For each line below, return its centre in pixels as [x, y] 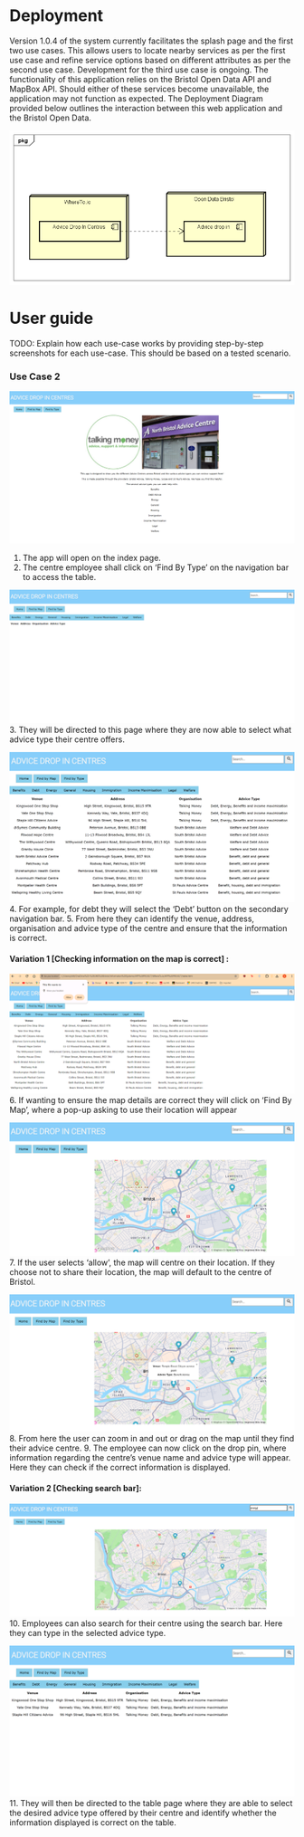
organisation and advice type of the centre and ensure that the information [148, 928]
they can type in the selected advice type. [88, 1633]
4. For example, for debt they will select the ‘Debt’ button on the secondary [149, 909]
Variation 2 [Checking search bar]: [76, 1489]
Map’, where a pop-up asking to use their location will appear [123, 1109]
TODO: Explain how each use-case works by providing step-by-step [137, 343]
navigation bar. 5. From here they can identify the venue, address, [132, 918]
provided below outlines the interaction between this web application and [146, 108]
